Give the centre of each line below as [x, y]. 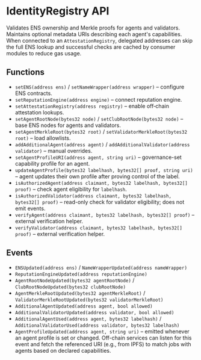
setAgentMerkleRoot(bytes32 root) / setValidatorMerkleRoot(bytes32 [101, 131]
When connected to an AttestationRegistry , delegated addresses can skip [100, 40]
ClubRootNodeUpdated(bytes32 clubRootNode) [70, 287]
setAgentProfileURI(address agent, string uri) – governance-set [98, 157]
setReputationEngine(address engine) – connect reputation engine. [98, 99]
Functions [26, 73]
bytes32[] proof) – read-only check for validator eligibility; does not [100, 202]
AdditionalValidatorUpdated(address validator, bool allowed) [94, 312]
